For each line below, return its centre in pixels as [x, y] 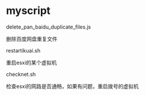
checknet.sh [21, 74]
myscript [28, 11]
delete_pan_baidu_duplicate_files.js [49, 27]
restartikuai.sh [23, 50]
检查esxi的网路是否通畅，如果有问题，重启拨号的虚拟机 [72, 86]
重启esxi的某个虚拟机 [32, 62]
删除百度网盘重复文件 [32, 38]
